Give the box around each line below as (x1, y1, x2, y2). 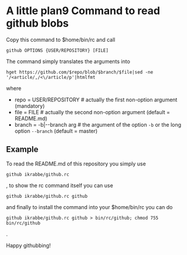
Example (6, 144, 39, 154)
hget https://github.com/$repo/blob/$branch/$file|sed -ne (6, 69, 154, 75)
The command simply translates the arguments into (6, 58, 131, 65)
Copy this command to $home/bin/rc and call (6, 36, 115, 43)
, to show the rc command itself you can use (6, 181, 113, 189)
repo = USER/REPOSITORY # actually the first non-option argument (14, 96, 178, 103)
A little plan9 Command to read (6, 4, 160, 18)
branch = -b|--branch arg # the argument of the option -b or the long (14, 121, 182, 128)
